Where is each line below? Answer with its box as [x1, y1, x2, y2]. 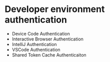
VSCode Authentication [11, 46, 60, 52]
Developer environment [4, 3, 105, 15]
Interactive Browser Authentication [11, 36, 83, 42]
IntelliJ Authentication [11, 41, 57, 47]
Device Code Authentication [11, 30, 70, 36]
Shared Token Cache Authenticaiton [11, 51, 86, 58]
